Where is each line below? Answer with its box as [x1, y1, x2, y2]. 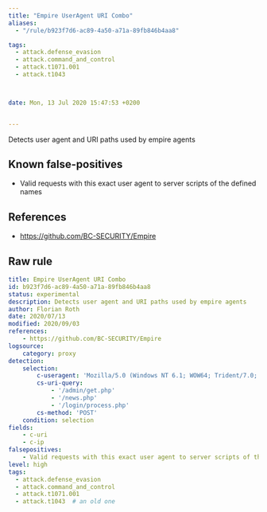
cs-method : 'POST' [37, 408, 98, 416]
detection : [8, 357, 44, 365]
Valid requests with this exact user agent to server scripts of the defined [19, 178, 257, 188]
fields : [8, 424, 34, 432]
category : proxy [22, 350, 77, 358]
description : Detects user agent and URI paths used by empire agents [8, 298, 247, 306]
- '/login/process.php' [50, 401, 130, 409]
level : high [8, 460, 48, 468]
